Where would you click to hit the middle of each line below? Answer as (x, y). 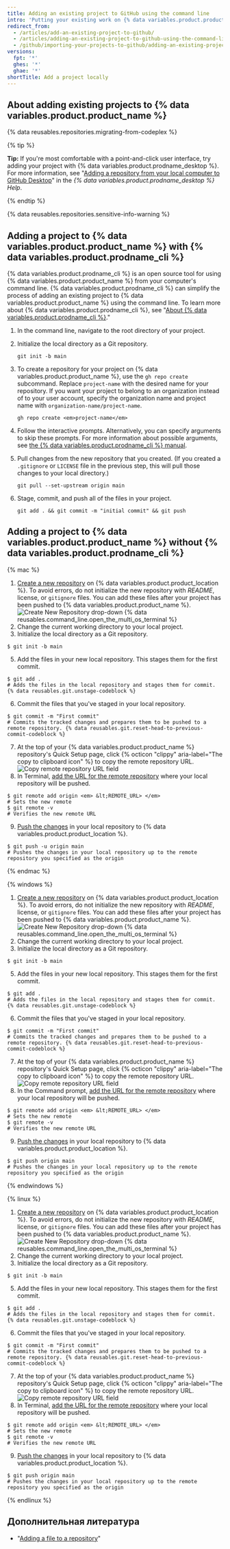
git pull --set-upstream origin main (71, 486)
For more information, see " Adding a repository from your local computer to (114, 173)
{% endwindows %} (35, 1185)
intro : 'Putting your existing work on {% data (76, 20)
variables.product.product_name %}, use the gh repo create (102, 376)
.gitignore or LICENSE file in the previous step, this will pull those (108, 466)
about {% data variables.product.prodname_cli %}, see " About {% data (107, 310)
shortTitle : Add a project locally (58, 77)
